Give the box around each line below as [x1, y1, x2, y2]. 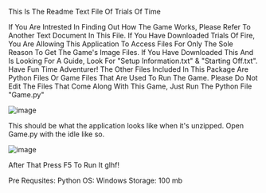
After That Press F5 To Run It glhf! [8, 160, 119, 170]
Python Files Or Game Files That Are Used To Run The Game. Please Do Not [8, 73, 258, 82]
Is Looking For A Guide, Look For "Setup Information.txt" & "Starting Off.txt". [8, 56, 258, 65]
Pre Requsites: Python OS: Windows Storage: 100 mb [8, 175, 183, 185]
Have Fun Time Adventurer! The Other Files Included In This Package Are [8, 65, 249, 74]
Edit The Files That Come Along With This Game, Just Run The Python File [8, 81, 252, 91]
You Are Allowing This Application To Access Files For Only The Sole [8, 39, 233, 49]
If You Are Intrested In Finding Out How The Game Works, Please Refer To [8, 22, 251, 31]
